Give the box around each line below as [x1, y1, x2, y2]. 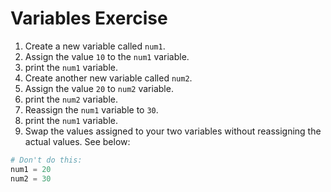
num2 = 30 [10, 173, 52, 184]
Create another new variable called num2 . [24, 72, 193, 84]
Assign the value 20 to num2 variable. [24, 82, 174, 94]
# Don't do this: [10, 155, 83, 165]
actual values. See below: [24, 135, 131, 147]
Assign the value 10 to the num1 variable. [24, 50, 190, 62]
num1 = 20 [10, 164, 52, 174]
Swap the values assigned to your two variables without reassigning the [24, 125, 322, 137]
